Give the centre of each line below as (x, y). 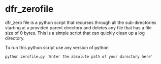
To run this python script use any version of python (57, 47)
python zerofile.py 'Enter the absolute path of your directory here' (79, 56)
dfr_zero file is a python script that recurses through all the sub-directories (81, 22)
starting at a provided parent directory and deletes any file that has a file (78, 27)
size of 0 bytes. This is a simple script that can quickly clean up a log (75, 33)
